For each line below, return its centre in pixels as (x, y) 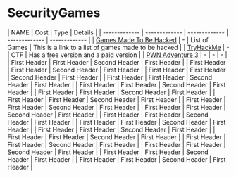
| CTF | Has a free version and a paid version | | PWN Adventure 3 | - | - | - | (117, 55)
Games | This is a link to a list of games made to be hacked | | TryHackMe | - (118, 47)
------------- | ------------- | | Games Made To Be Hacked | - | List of (108, 39)
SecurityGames (54, 13)
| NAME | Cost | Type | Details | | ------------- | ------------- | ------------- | (118, 32)
